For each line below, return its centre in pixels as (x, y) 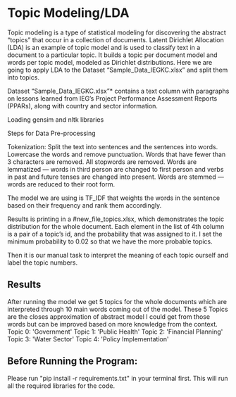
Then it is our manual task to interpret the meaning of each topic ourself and (118, 255)
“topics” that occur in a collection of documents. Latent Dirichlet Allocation (116, 39)
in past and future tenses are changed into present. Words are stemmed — (116, 177)
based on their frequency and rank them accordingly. (85, 205)
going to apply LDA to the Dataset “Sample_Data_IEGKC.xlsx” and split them (118, 70)
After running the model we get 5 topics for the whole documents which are (117, 301)
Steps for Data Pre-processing (52, 133)
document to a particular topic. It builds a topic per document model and (112, 55)
